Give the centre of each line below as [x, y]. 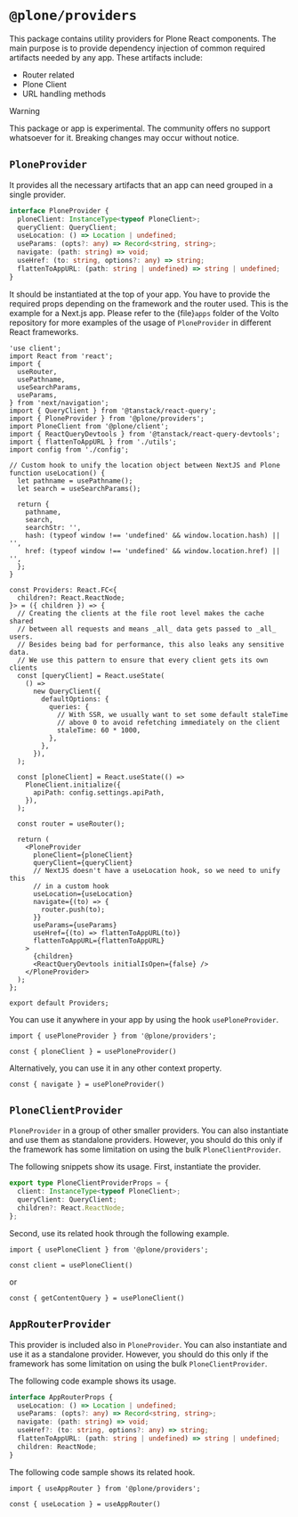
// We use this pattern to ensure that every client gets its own [143, 660]
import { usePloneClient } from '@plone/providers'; [109, 1250]
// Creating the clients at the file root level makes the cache [141, 613]
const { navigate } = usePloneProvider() [87, 1084]
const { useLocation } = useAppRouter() [85, 1504]
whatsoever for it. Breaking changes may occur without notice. [125, 137]
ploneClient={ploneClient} [83, 855]
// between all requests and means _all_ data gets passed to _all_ [147, 629]
